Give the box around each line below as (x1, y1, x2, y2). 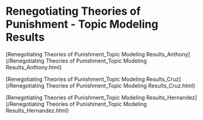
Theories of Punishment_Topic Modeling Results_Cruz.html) (46, 81, 196, 89)
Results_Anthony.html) (5, 63, 62, 71)
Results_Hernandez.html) (5, 107, 69, 114)
